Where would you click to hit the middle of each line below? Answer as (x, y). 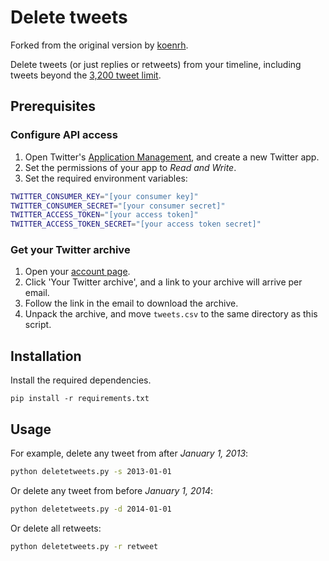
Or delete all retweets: (56, 528)
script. (38, 325)
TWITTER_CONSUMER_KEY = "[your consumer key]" (104, 196)
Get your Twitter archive (70, 250)
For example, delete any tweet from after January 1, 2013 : (129, 453)
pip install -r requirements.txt (80, 399)
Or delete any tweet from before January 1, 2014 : (112, 490)
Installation (46, 356)
